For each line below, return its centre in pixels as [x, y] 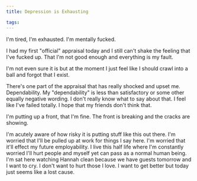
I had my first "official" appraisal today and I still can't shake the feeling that [98, 50]
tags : [13, 22]
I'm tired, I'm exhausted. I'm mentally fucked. [61, 39]
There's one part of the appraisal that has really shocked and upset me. [93, 86]
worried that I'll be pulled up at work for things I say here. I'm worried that [96, 140]
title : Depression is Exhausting [47, 12]
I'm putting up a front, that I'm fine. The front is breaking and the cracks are [98, 117]
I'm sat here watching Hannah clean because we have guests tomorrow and [99, 159]
